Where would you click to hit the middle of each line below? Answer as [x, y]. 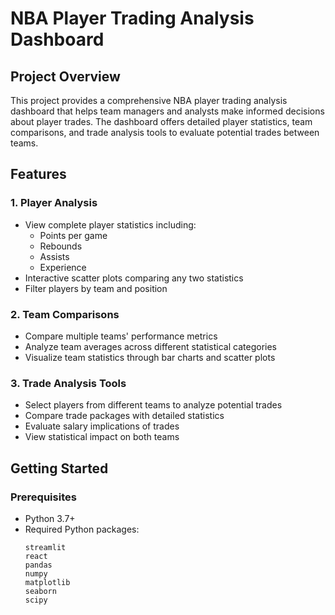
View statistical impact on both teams [102, 437]
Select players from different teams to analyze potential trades [153, 405]
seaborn [40, 591]
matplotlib [47, 582]
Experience [63, 267]
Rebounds [61, 246]
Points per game [73, 235]
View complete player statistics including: [110, 224]
